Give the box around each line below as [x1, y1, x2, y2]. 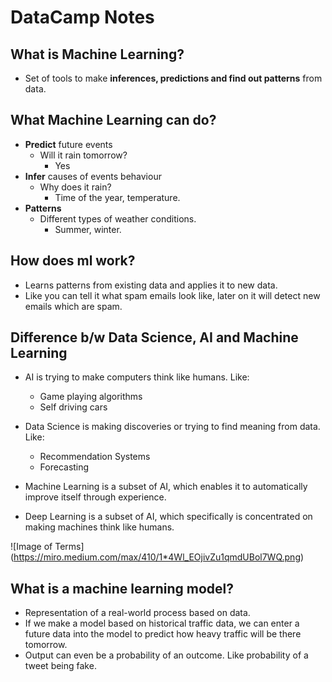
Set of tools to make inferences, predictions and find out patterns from [24, 72, 323, 84]
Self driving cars [39, 401, 108, 413]
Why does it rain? [39, 181, 112, 193]
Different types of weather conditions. [39, 212, 197, 225]
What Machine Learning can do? [10, 112, 217, 129]
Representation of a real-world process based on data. [24, 607, 251, 619]
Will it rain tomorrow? [39, 149, 128, 161]
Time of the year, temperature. [54, 191, 181, 203]
